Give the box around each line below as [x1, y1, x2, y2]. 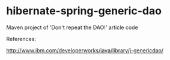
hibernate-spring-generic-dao [6, 4, 162, 18]
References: [6, 35, 36, 42]
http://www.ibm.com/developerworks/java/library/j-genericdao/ [6, 46, 164, 54]
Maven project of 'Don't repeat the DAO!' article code [6, 24, 138, 31]
